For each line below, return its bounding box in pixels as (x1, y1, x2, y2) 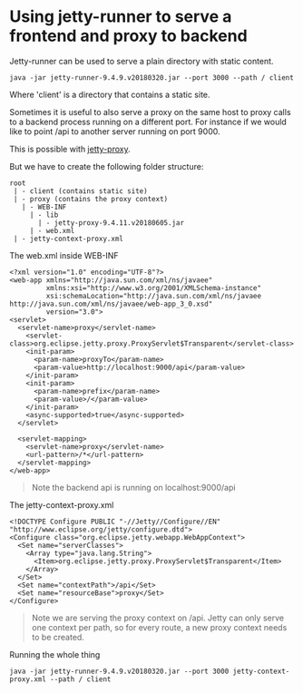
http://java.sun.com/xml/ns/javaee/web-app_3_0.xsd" (9, 299, 213, 308)
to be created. (31, 631, 84, 642)
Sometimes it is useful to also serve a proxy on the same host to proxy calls (9, 106, 292, 117)
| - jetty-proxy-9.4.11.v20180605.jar (37, 218, 184, 228)
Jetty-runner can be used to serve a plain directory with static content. (9, 55, 274, 66)
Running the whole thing (9, 649, 101, 659)
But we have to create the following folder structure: (9, 161, 204, 171)
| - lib (29, 210, 59, 220)
